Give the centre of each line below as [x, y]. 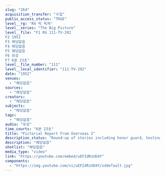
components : [17, 161]
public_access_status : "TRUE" [36, 19]
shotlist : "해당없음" [25, 147]
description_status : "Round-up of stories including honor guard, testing [83, 138]
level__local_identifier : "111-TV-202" [46, 70]
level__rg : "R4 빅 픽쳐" [29, 23]
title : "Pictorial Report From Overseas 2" [50, 134]
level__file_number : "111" [33, 65]
